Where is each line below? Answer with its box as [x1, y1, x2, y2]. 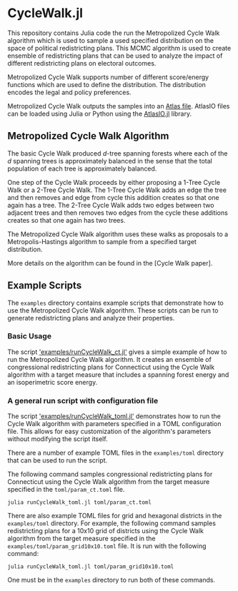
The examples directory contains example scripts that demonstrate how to [7, 298, 224, 307]
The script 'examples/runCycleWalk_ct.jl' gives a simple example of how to [7, 348, 227, 356]
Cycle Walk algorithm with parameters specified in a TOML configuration [7, 420, 222, 428]
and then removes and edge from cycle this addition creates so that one [7, 193, 219, 201]
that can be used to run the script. [7, 456, 108, 465]
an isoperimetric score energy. [7, 378, 98, 386]
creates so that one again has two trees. [7, 216, 126, 224]
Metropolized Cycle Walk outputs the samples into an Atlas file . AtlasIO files [7, 101, 230, 110]
